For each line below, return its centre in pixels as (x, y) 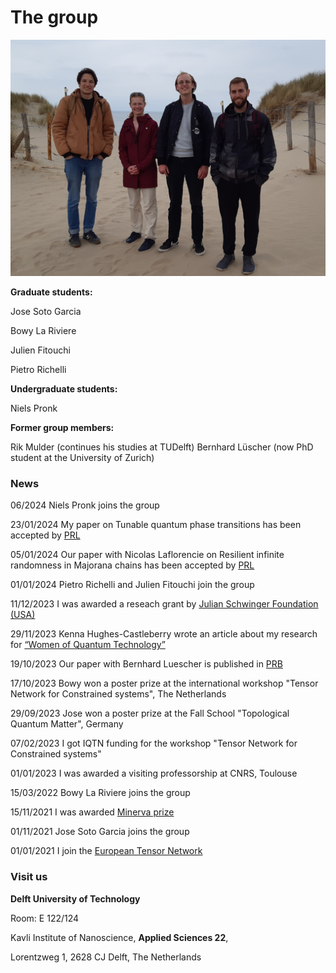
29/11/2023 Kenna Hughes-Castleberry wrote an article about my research (164, 634)
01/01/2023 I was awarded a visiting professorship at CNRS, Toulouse (154, 773)
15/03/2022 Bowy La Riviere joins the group (100, 793)
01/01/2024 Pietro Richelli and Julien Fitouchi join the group (132, 585)
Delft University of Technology (75, 898)
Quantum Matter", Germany (67, 724)
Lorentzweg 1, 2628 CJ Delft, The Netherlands (106, 957)
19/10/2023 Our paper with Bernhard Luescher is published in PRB (146, 664)
